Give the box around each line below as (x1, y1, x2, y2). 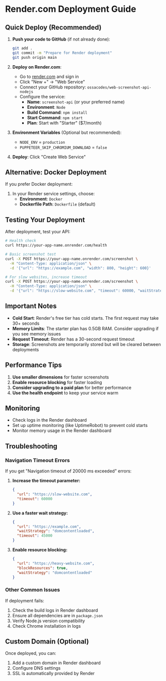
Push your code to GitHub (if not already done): (12, 36, 110, 42)
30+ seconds (12, 320, 40, 326)
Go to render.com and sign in (19, 73, 79, 80)
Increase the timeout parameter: (12, 478, 81, 484)
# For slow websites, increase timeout (5, 274, 87, 280)
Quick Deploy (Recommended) (5, 23, 102, 32)
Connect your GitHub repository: (19, 84, 86, 90)
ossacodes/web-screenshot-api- (87, 85, 152, 90)
